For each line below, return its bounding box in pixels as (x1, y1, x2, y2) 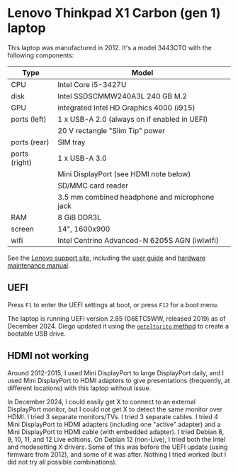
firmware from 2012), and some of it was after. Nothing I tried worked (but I (7, 450, 227, 458)
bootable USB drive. (7, 329, 66, 338)
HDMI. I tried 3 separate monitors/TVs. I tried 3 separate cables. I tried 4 (7, 412, 218, 421)
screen (11, 224, 34, 234)
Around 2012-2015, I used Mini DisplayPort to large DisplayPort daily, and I (7, 368, 225, 377)
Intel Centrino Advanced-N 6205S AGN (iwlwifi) (57, 235, 220, 245)
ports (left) (11, 114, 47, 124)
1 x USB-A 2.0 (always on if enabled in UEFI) (57, 114, 208, 124)
